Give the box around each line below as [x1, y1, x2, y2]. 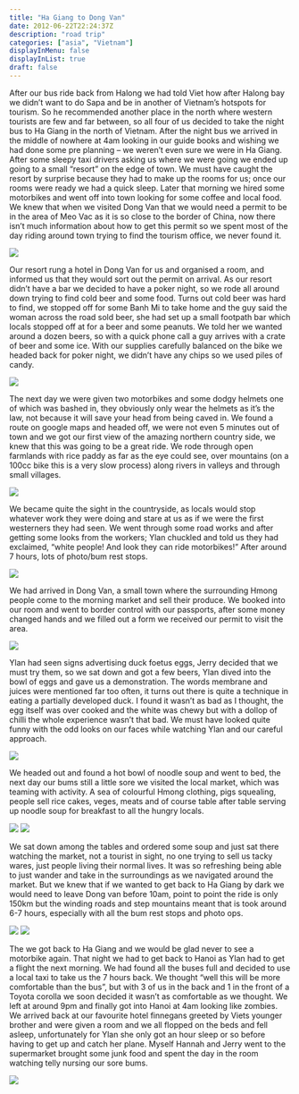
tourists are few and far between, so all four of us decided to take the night [9, 115, 285, 126]
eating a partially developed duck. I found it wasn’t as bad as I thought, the [9, 695, 284, 706]
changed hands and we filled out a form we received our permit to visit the [9, 614, 284, 624]
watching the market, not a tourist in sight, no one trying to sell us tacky [9, 851, 273, 861]
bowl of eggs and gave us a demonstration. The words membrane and [9, 676, 268, 687]
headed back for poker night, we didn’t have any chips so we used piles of [9, 350, 283, 360]
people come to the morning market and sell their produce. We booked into [9, 594, 286, 605]
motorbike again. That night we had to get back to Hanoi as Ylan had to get [9, 953, 286, 963]
